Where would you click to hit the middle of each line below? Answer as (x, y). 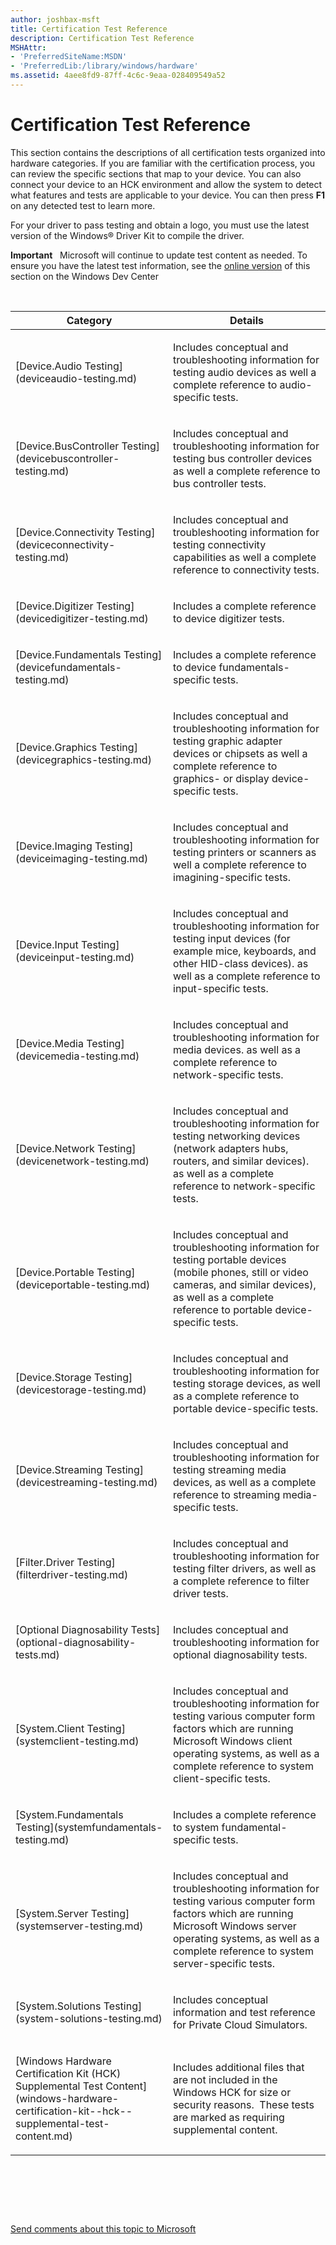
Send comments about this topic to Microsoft (103, 2228)
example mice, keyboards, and (245, 951)
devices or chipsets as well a (240, 753)
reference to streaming (227, 1494)
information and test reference (244, 2012)
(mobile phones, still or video (241, 1272)
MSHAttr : (28, 47)
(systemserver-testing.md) (79, 1926)
